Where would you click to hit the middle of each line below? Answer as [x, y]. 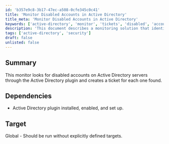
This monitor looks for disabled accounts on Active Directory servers [76, 75]
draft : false [19, 38]
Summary [21, 63]
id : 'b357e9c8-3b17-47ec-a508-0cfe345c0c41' [53, 10]
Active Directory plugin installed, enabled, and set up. [68, 108]
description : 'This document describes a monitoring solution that [77, 29]
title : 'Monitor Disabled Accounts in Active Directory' [66, 15]
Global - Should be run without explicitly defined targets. [64, 136]
